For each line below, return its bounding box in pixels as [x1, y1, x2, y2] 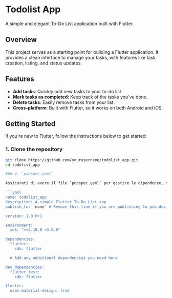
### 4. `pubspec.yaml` [5, 172, 54, 177]
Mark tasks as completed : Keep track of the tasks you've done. [12, 94, 148, 100]
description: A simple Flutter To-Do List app [5, 199, 106, 204]
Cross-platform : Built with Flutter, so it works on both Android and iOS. [12, 104, 163, 111]
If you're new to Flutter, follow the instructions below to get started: [5, 133, 147, 139]
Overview [5, 35, 37, 44]
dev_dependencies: [5, 265, 45, 270]
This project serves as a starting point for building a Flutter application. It [5, 49, 159, 55]
